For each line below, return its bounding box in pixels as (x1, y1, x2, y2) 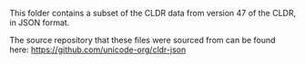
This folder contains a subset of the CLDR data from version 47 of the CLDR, (9, 8, 297, 18)
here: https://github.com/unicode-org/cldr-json (9, 44, 187, 55)
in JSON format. (9, 17, 70, 28)
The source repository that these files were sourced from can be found (9, 35, 276, 45)
